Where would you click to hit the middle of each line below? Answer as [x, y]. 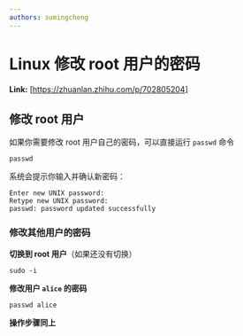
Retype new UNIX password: [59, 201]
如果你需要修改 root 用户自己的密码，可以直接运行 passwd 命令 [122, 142]
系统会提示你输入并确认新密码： [67, 176]
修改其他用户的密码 [50, 233]
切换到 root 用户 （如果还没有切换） [73, 254]
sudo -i [23, 270]
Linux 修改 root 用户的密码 [105, 64]
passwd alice [33, 305]
